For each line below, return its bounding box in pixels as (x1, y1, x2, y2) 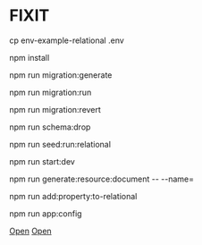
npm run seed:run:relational (9, 139, 112, 149)
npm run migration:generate (9, 69, 113, 80)
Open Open (9, 225, 52, 236)
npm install (9, 52, 50, 63)
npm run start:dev (9, 156, 76, 166)
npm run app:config (9, 207, 82, 219)
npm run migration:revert (9, 104, 101, 114)
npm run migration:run (9, 87, 92, 97)
